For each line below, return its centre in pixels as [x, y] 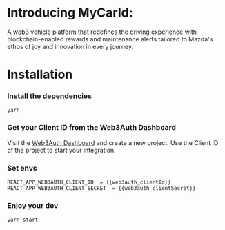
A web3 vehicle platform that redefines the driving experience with [102, 32]
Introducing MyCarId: [70, 13]
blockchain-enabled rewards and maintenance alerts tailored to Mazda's [110, 39]
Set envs [22, 168]
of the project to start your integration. [61, 150]
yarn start [23, 220]
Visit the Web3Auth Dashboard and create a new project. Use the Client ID [113, 142]
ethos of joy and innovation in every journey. [70, 46]
